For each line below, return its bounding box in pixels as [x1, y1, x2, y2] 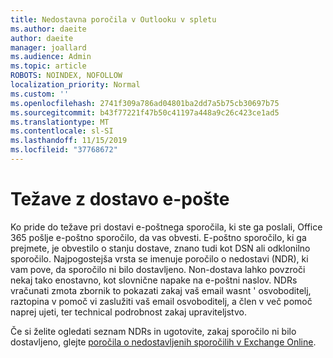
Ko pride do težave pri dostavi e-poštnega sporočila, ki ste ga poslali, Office [10, 221, 323, 233]
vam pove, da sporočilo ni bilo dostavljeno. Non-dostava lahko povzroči [10, 263, 306, 275]
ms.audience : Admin [10, 52, 92, 62]
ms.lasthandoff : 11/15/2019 [10, 136, 128, 146]
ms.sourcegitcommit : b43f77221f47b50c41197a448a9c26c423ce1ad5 [10, 107, 280, 118]
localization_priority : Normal [10, 80, 141, 90]
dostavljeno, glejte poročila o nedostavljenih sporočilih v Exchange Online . [10, 336, 317, 348]
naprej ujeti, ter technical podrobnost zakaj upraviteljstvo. [10, 306, 247, 318]
